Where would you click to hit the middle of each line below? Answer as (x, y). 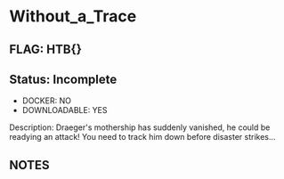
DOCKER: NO (46, 101)
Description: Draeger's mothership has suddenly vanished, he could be (140, 127)
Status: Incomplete (63, 79)
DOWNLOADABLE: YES (65, 110)
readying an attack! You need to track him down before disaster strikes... (142, 137)
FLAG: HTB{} (46, 49)
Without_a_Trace (73, 16)
